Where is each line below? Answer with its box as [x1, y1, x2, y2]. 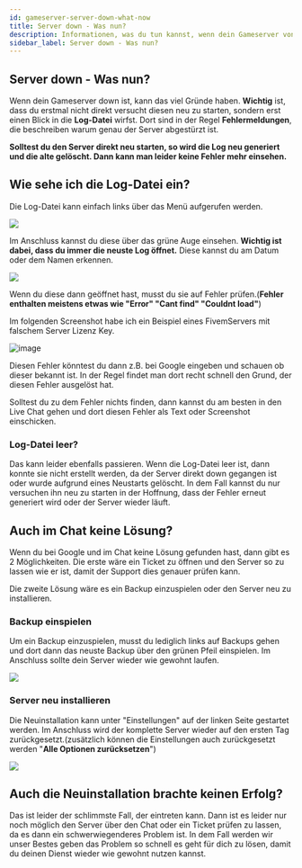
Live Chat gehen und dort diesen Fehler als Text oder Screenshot [9, 406, 251, 416]
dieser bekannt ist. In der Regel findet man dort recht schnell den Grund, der [9, 370, 292, 380]
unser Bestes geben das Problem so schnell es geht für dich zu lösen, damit [9, 838, 291, 850]
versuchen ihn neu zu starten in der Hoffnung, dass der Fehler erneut [9, 488, 267, 498]
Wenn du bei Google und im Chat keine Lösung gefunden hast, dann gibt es [9, 546, 290, 558]
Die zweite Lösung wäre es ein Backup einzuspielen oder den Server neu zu [9, 583, 292, 594]
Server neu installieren [9, 694, 111, 707]
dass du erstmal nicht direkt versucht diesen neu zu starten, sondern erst [9, 105, 281, 116]
